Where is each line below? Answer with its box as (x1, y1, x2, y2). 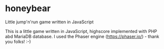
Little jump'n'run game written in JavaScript (5, 19, 94, 25)
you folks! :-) (5, 38, 31, 44)
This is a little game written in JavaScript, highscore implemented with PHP (5, 28, 158, 34)
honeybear (5, 3, 51, 14)
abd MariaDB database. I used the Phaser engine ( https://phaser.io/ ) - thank (5, 33, 160, 39)
